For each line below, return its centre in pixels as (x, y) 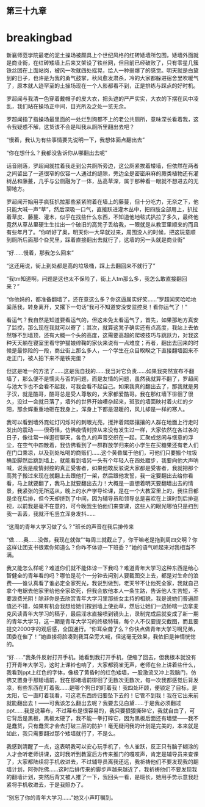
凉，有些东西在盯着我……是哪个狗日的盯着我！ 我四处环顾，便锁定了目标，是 (102, 688)
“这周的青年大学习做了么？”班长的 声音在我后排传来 (70, 527)
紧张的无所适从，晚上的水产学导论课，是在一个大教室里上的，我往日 (108, 491)
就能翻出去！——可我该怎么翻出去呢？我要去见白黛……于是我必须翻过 (94, 703)
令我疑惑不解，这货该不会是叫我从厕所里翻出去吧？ (70, 127)
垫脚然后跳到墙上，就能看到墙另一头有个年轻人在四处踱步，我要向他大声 (102, 460)
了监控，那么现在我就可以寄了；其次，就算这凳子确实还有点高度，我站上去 (100, 328)
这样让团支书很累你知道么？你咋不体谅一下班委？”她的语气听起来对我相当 (99, 548)
